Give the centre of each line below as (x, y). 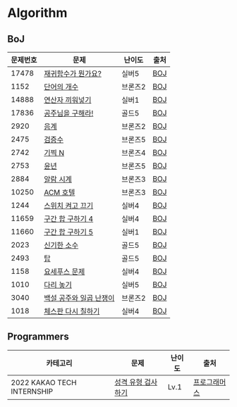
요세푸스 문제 (64, 271)
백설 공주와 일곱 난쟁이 (79, 298)
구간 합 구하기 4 (68, 219)
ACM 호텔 (59, 193)
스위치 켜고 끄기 (68, 206)
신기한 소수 (61, 245)
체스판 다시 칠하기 (72, 311)
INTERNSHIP (32, 391)
